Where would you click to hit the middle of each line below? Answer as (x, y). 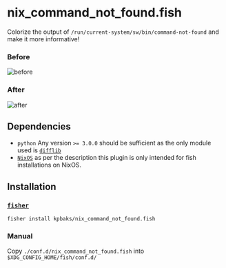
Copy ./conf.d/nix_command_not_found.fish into (76, 251)
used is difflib (39, 150)
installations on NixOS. (49, 165)
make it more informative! (43, 39)
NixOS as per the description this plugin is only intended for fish (106, 158)
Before (19, 56)
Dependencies (39, 126)
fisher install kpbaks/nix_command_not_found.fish (81, 219)
